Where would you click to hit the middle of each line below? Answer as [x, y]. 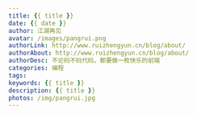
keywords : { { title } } [46, 83]
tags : [17, 75]
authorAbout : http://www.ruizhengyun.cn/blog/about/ [99, 53]
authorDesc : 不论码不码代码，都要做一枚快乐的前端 [84, 61]
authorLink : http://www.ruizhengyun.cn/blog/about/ [97, 46]
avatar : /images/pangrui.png [57, 38]
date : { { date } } [38, 23]
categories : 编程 [36, 68]
